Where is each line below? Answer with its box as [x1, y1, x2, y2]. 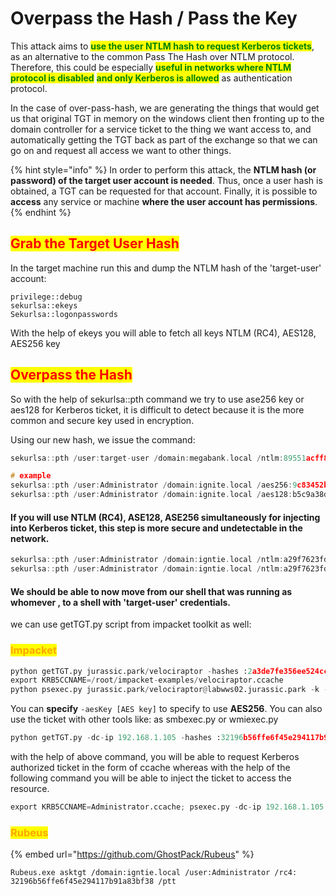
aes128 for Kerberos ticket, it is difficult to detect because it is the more [10, 403, 305, 416]
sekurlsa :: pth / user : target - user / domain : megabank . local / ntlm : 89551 [10, 453, 307, 463]
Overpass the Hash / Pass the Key [10, 7, 298, 30]
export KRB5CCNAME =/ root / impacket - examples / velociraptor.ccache [10, 675, 284, 686]
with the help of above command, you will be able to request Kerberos [10, 751, 300, 763]
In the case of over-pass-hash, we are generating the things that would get [10, 102, 320, 114]
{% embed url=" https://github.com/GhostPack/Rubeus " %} [10, 848, 255, 861]
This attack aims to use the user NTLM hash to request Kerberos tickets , [10, 40, 315, 52]
